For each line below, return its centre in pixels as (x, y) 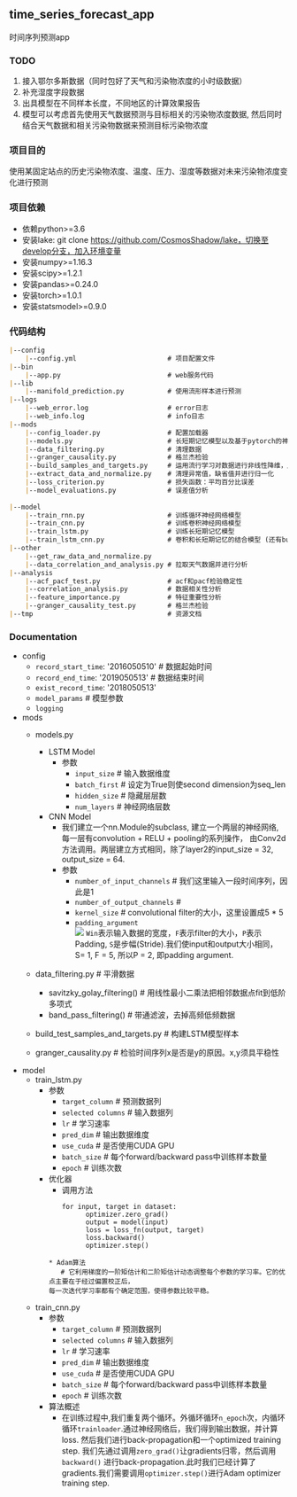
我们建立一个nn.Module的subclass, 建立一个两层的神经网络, (170, 827)
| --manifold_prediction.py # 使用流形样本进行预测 (133, 392)
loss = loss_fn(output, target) (145, 1230)
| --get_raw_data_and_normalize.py (88, 556)
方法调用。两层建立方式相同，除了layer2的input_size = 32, (168, 849)
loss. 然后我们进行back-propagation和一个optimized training (171, 1440)
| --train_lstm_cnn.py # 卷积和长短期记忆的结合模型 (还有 (154, 540)
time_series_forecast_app (82, 15)
